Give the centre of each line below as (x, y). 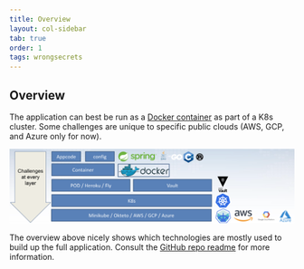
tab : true (28, 38)
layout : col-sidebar (48, 29)
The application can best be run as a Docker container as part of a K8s (142, 117)
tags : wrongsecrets (46, 58)
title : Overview (40, 19)
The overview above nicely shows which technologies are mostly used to (146, 238)
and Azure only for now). (56, 136)
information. (32, 257)
